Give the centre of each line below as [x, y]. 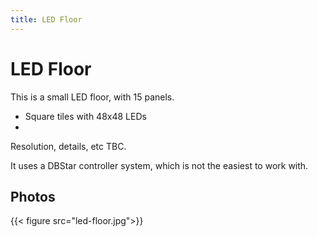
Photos [33, 196]
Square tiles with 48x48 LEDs [85, 116]
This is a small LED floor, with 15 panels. [92, 97]
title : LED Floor [46, 19]
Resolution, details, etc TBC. [68, 146]
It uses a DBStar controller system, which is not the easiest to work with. [159, 165]
